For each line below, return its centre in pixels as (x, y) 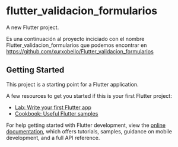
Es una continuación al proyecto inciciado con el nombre (75, 39)
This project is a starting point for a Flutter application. (72, 84)
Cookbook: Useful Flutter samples (56, 113)
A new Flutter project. (33, 27)
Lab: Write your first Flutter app (53, 107)
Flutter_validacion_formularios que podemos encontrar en (77, 45)
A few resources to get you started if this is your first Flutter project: (89, 95)
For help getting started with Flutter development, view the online (86, 125)
